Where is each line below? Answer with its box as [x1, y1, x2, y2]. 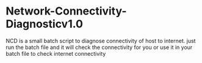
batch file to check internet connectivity [5, 50, 106, 57]
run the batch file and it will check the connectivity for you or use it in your [5, 44, 193, 51]
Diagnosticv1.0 [5, 17, 84, 31]
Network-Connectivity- [5, 4, 127, 18]
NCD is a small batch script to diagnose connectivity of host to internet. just [5, 37, 196, 44]
